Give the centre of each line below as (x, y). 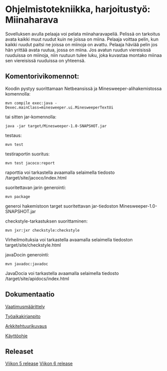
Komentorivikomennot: (42, 76)
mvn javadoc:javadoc (27, 264)
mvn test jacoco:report (30, 163)
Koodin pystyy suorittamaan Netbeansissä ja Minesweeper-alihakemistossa (83, 88)
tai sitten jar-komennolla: (31, 117)
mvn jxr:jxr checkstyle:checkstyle (43, 230)
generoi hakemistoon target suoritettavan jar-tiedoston (62, 206)
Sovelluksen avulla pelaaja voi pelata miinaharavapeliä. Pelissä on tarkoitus (83, 34)
